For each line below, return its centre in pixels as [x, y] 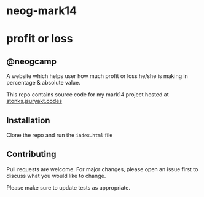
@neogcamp [32, 61]
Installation [28, 120]
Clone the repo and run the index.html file [60, 135]
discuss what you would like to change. [56, 176]
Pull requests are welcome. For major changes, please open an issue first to [102, 169]
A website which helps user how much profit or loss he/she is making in [97, 76]
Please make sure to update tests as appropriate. [69, 187]
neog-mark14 [41, 11]
